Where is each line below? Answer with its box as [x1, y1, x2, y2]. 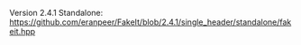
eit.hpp [9, 26, 36, 36]
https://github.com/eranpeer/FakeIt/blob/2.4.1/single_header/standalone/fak [9, 17, 292, 27]
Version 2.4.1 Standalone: [9, 8, 104, 18]
